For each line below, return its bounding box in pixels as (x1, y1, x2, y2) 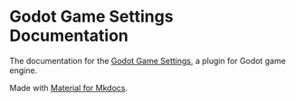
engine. (9, 65, 38, 76)
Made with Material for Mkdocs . (9, 82, 128, 93)
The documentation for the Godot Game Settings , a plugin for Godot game (9, 55, 287, 66)
